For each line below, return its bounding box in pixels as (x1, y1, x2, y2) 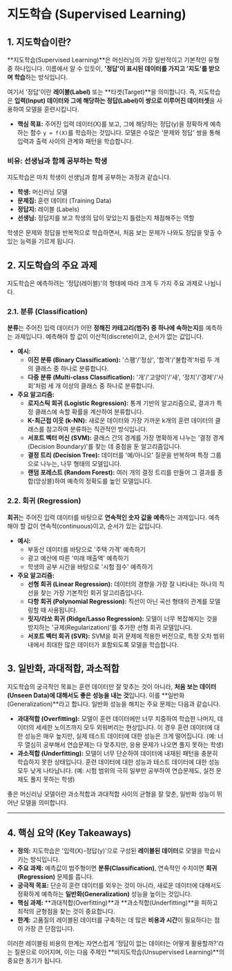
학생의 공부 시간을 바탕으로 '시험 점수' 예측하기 (27, 562, 153, 571)
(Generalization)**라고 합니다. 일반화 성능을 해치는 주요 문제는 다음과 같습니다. (7, 700, 221, 708)
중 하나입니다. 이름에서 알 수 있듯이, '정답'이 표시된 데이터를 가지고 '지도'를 (7, 64, 208, 73)
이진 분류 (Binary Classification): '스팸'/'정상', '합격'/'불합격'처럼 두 (27, 356, 213, 364)
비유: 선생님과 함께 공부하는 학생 (7, 156, 108, 166)
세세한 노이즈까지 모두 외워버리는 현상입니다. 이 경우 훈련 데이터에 (35, 723, 213, 731)
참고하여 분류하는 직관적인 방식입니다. (46, 425, 148, 434)
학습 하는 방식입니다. (14, 73, 68, 81)
